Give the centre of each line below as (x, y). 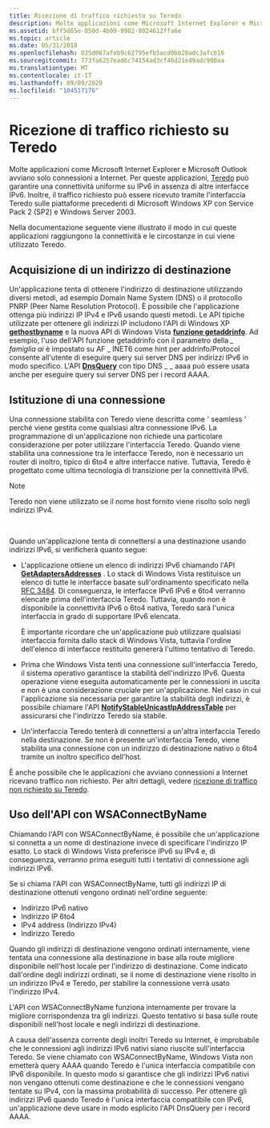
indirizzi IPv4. (32, 510)
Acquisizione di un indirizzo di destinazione (120, 270)
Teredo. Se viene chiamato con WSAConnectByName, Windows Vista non (131, 1057)
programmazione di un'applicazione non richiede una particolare (116, 436)
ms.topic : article (40, 38)
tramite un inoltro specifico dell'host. (81, 756)
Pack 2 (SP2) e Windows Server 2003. (73, 212)
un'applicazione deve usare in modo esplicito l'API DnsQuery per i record (130, 1108)
